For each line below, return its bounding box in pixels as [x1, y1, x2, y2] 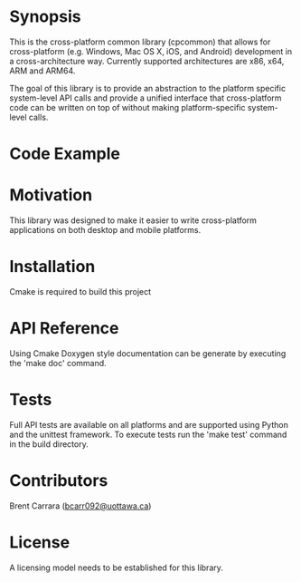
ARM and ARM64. [9, 65, 76, 76]
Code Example [9, 143, 120, 164]
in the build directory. [9, 438, 89, 450]
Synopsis [9, 6, 81, 27]
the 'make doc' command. [9, 357, 107, 368]
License [9, 532, 71, 552]
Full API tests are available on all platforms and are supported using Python [9, 419, 289, 430]
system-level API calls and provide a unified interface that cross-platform [9, 92, 282, 103]
